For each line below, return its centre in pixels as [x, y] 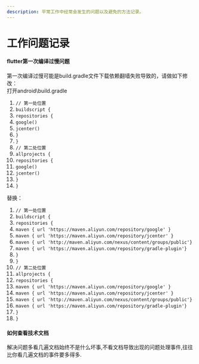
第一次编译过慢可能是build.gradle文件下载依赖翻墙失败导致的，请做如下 [95, 76]
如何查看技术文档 [28, 333]
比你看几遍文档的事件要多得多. [45, 355]
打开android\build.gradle [37, 91]
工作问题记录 [39, 43]
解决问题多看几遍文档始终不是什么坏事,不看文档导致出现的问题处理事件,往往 [100, 347]
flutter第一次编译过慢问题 [39, 61]
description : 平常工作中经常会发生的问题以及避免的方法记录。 [75, 12]
